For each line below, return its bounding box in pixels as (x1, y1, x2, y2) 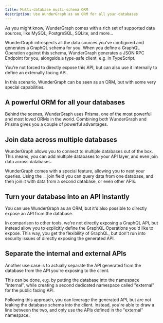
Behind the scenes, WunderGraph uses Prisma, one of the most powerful (5, 111, 152, 117)
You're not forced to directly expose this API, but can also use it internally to (5, 64, 157, 70)
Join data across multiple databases (5, 136, 118, 144)
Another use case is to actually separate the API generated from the (5, 262, 141, 268)
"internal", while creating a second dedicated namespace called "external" (5, 282, 155, 288)
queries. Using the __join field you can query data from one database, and (5, 173, 154, 179)
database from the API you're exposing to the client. (5, 268, 109, 273)
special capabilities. (5, 84, 45, 90)
